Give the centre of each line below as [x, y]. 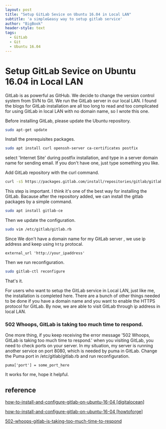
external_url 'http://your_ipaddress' [45, 253]
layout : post [19, 10]
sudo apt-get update [26, 130]
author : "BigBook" [24, 24]
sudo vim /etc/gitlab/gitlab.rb [38, 229]
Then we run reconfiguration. [35, 262]
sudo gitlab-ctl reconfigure [35, 271]
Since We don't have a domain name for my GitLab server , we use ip [75, 239]
